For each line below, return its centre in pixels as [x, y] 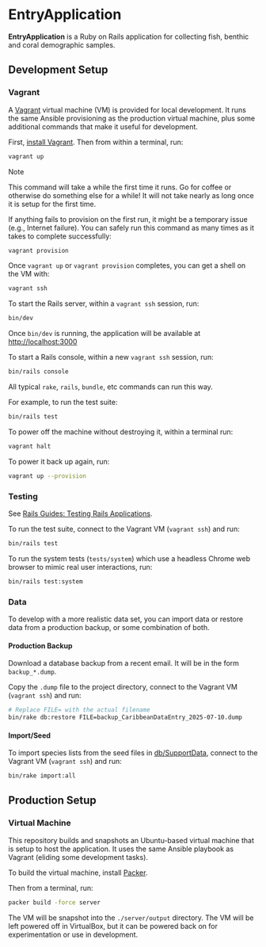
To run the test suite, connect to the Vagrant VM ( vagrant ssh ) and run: [124, 529]
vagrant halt [30, 446]
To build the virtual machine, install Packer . [78, 873]
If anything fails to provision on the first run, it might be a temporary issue [128, 219]
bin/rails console [38, 372]
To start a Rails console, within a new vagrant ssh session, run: [111, 357]
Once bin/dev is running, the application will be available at [104, 334]
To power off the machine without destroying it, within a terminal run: [121, 431]
